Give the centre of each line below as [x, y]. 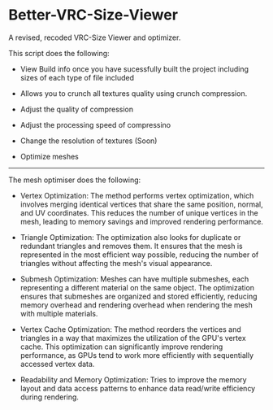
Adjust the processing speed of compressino [95, 124]
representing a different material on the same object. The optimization [137, 287]
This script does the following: [59, 53]
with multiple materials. [59, 313]
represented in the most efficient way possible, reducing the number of [139, 255]
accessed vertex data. [57, 364]
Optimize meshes [49, 156]
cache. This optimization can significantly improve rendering [121, 347]
